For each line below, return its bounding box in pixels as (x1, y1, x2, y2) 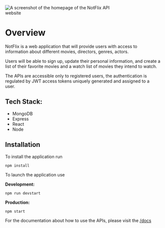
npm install (5, 163, 30, 168)
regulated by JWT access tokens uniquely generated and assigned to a (5, 78, 150, 84)
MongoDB (12, 111, 33, 116)
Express (12, 115, 29, 122)
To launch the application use (5, 171, 65, 177)
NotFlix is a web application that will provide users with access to (5, 43, 138, 49)
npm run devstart (5, 191, 41, 196)
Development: (5, 181, 35, 187)
